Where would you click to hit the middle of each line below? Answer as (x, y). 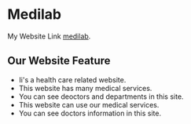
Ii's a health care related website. (72, 79)
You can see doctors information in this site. (90, 113)
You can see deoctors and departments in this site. (101, 97)
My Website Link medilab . (49, 36)
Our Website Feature (59, 61)
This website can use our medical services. (89, 104)
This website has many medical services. (85, 88)
